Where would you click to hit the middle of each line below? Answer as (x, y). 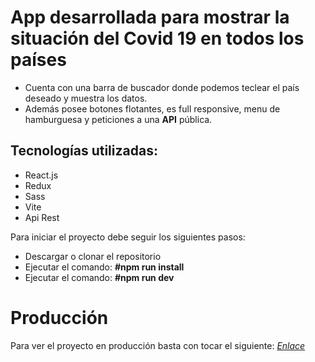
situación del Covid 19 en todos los (157, 38)
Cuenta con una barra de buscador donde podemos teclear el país (162, 87)
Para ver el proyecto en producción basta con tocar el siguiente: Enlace (158, 345)
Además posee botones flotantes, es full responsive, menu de (152, 108)
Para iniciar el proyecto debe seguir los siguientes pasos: (128, 237)
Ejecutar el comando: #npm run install (104, 267)
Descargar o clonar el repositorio (93, 256)
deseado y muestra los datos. (86, 98)
